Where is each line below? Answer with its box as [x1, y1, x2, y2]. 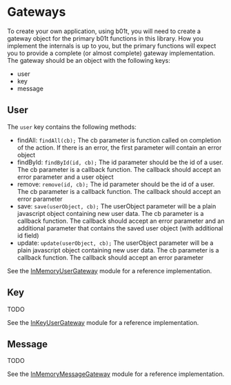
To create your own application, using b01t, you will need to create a [7, 27, 201, 35]
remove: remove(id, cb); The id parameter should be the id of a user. [17, 180, 215, 188]
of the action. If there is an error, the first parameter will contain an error [17, 143, 222, 152]
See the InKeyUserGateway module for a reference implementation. [7, 318, 199, 326]
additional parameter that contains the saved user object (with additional [17, 224, 223, 232]
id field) [17, 231, 39, 239]
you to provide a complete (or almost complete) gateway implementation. [7, 49, 215, 57]
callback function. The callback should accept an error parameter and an [17, 217, 225, 225]
